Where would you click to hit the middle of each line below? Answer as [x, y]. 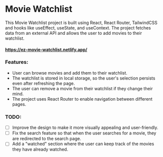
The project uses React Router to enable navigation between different [82, 99]
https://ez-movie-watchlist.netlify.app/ [46, 50]
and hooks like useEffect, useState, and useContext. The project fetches [78, 27]
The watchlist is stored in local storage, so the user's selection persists [84, 78]
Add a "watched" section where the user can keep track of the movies [83, 144]
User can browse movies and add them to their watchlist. [70, 73]
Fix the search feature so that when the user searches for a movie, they [84, 133]
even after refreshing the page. [43, 83]
